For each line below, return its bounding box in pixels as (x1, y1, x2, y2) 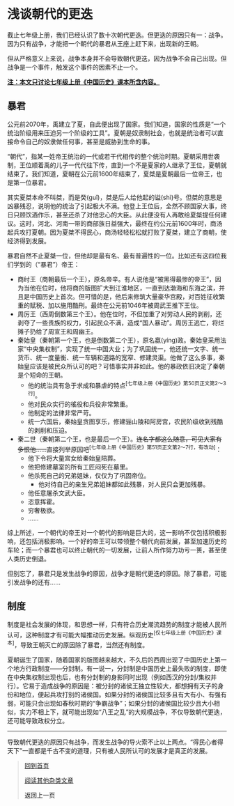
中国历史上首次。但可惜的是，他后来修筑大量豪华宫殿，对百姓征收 (29, 292, 219, 300)
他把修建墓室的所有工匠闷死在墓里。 (27, 463, 132, 471)
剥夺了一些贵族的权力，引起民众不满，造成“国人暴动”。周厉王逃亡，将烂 (17, 318, 225, 327)
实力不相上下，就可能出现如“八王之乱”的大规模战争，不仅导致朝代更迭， (19, 708, 226, 716)
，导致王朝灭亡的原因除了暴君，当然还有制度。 (13, 640, 148, 649)
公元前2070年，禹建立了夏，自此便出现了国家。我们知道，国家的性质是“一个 (7, 120, 226, 128)
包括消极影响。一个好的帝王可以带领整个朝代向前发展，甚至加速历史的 (25, 537, 227, 545)
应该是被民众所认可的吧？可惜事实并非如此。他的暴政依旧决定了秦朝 (29, 362, 225, 370)
